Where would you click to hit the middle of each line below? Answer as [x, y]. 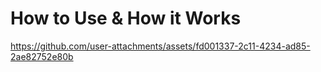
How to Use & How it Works [126, 18]
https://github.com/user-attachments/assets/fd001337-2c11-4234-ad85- [160, 46]
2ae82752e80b [42, 56]
